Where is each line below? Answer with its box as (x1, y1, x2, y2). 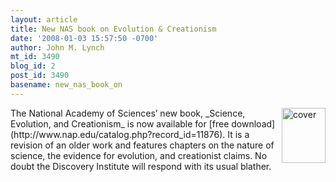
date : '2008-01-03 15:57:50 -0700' (10, 33, 159, 43)
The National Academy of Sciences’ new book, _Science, (10, 107, 246, 119)
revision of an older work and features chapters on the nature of (10, 139, 275, 151)
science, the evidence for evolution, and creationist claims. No (10, 149, 268, 161)
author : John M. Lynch (10, 42, 105, 53)
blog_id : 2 (10, 61, 56, 71)
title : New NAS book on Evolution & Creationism (10, 24, 217, 34)
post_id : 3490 (10, 71, 70, 81)
